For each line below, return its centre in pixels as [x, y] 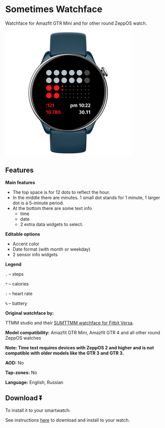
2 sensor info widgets [35, 254]
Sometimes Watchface [54, 9]
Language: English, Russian [34, 382]
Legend [13, 264]
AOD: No [15, 363]
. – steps [15, 274]
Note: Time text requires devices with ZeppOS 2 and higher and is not [80, 347]
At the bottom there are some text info [52, 208]
